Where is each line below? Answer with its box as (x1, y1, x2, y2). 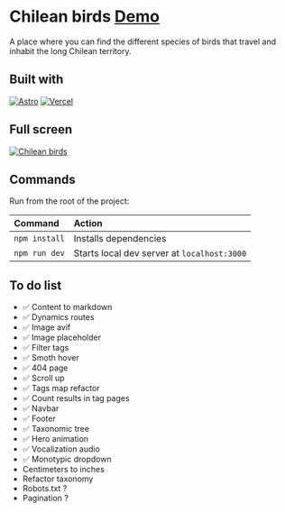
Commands (9, 171, 77, 187)
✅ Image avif (22, 322, 71, 333)
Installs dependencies (73, 233, 167, 245)
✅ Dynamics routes (22, 312, 95, 323)
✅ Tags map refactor (22, 383, 101, 394)
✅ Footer (22, 413, 56, 425)
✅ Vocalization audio (22, 443, 101, 454)
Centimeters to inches (22, 464, 106, 475)
